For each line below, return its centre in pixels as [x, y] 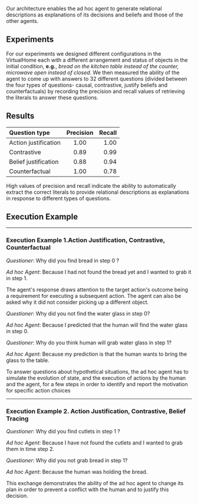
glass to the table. [28, 360]
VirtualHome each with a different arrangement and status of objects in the [97, 60]
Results [20, 116]
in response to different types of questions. [58, 198]
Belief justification [34, 161]
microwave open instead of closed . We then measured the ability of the [93, 72]
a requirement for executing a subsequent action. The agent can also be [94, 296]
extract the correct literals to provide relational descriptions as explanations [98, 192]
